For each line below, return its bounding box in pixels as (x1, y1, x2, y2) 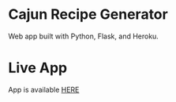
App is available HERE (8, 85, 80, 94)
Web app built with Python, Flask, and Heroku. (8, 31, 159, 41)
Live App (8, 59, 68, 77)
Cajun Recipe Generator (8, 5, 168, 24)
